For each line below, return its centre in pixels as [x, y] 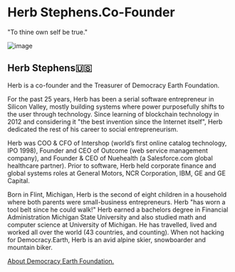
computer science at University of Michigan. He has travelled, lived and [112, 224]
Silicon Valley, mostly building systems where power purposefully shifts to [116, 107]
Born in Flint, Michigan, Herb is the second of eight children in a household [117, 194]
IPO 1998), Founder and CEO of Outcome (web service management [108, 151]
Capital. [19, 180]
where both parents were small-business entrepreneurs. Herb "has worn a [116, 202]
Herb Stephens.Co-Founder [92, 12]
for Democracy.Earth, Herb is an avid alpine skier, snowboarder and [107, 239]
